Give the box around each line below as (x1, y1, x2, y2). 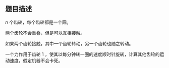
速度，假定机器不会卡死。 (9, 57, 63, 63)
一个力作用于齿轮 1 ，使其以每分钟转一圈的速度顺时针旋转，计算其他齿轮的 (5, 51, 160, 57)
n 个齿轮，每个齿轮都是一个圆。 (5, 19, 72, 25)
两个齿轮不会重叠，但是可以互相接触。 (5, 30, 85, 36)
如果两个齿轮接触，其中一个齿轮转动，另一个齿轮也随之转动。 (5, 40, 134, 46)
